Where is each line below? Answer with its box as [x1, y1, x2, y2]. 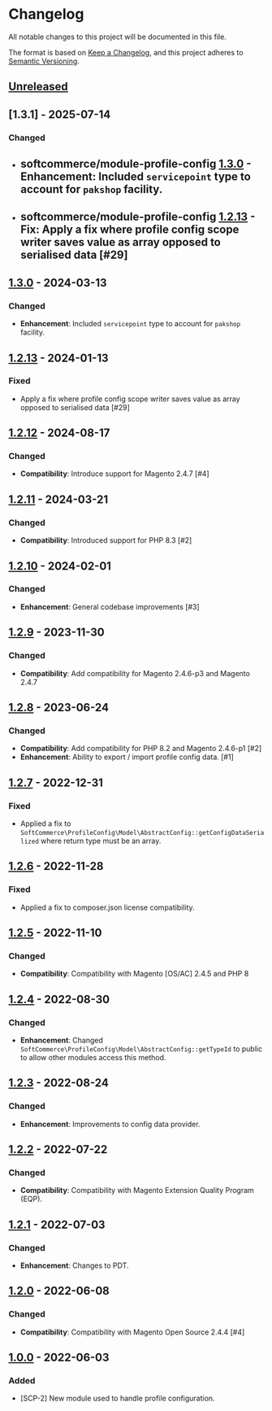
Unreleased [8, 80, 69, 94]
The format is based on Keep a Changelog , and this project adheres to [8, 47, 244, 57]
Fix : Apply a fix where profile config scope [19, 223, 240, 237]
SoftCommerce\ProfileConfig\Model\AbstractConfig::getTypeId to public [19, 1043, 262, 1054]
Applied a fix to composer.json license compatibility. [19, 902, 195, 912]
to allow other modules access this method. [19, 1052, 166, 1062]
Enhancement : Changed [19, 1035, 104, 1045]
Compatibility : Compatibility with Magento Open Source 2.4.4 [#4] [19, 1327, 245, 1337]
